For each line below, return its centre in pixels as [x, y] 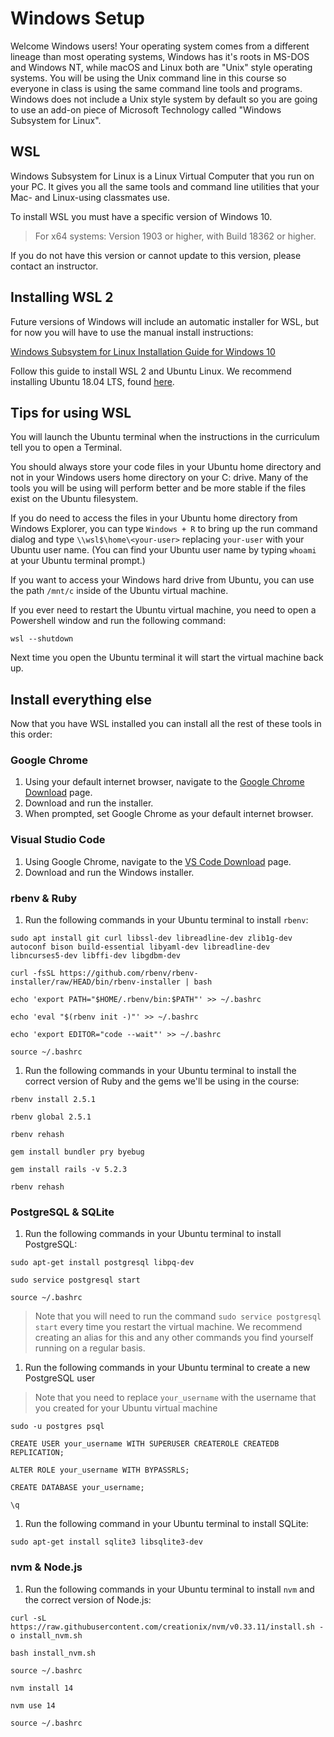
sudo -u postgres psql [57, 1427]
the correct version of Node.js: [88, 1599]
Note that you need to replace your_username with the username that [175, 1398]
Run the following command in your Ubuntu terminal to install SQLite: [166, 1524]
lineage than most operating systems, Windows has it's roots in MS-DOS [160, 56]
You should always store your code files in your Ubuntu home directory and [166, 467]
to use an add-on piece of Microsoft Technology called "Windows [146, 109]
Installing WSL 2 [62, 297]
